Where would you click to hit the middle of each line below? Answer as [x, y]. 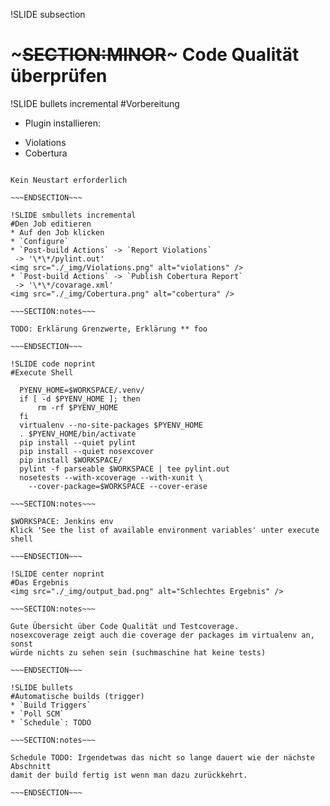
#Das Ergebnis [40, 582]
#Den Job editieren [51, 224]
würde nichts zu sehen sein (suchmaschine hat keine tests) [138, 652]
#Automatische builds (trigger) [77, 696]
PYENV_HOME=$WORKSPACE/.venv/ [82, 390]
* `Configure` [40, 241]
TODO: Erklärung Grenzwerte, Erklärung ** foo [109, 329]
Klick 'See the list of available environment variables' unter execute [165, 530]
